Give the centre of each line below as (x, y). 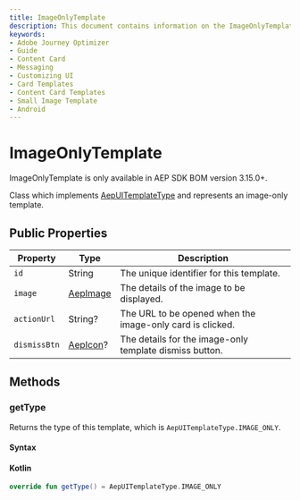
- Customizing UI (42, 76)
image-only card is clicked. (177, 325)
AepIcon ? (88, 345)
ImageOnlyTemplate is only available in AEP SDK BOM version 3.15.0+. (138, 178)
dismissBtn (37, 345)
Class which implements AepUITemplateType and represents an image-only (149, 195)
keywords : (28, 34)
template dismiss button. (171, 350)
